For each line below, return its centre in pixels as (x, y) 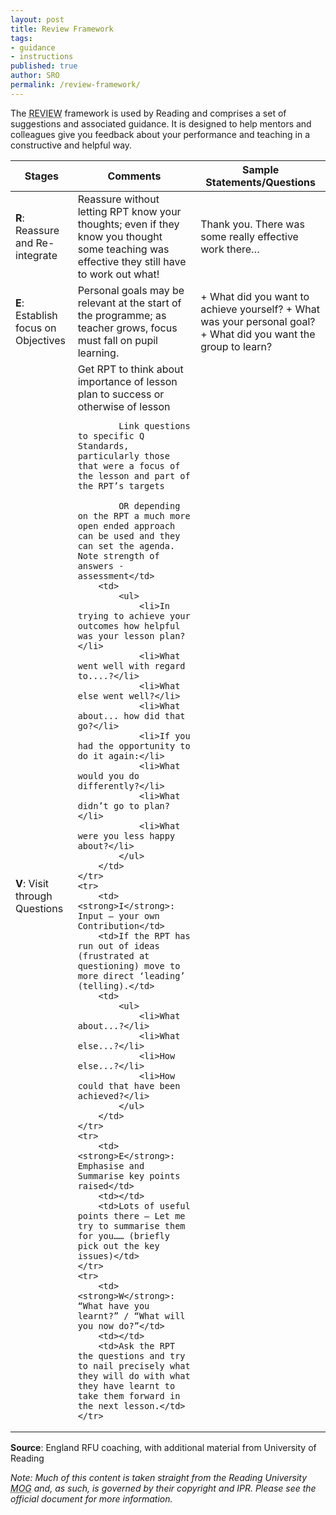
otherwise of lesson (124, 406)
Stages (41, 176)
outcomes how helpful (129, 625)
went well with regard (131, 665)
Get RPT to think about (130, 369)
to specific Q (111, 435)
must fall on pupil (117, 340)
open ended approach (126, 525)
